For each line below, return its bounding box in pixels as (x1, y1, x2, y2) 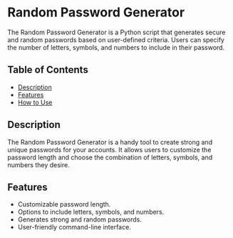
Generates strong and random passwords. (17, 215, 143, 224)
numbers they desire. (7, 160, 70, 169)
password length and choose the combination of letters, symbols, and (7, 153, 213, 162)
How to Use (17, 98, 53, 106)
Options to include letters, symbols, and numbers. (17, 208, 165, 217)
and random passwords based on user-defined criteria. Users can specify (7, 35, 224, 44)
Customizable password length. (17, 200, 111, 209)
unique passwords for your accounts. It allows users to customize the (7, 145, 212, 154)
